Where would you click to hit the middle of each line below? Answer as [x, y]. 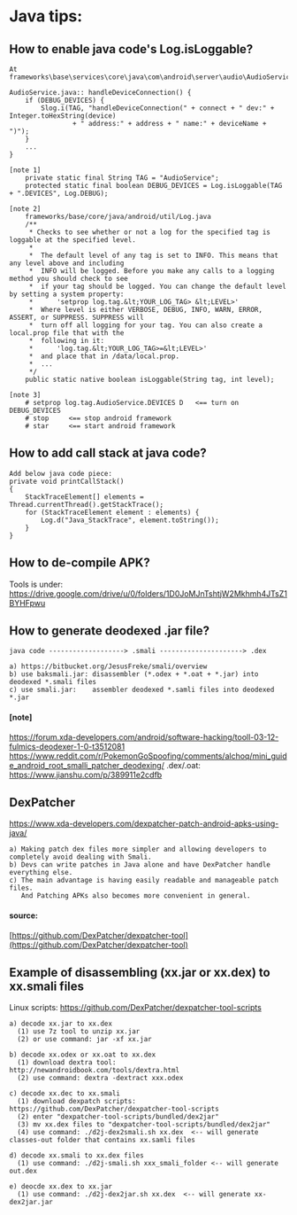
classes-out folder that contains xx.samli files [103, 1141]
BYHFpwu [27, 603]
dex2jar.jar [31, 1203]
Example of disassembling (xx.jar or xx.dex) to [140, 973]
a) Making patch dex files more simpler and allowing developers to [138, 849]
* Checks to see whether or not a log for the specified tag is [150, 232]
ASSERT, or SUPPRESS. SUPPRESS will [76, 317]
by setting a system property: [67, 294]
